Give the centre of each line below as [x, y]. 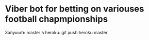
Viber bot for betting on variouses [74, 9]
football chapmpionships [57, 19]
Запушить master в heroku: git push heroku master [56, 32]
